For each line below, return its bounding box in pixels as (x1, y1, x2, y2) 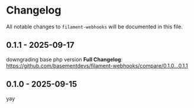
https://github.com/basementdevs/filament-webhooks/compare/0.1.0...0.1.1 (6, 62, 188, 69)
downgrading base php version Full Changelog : (6, 55, 123, 63)
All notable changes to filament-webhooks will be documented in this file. (6, 23, 183, 30)
